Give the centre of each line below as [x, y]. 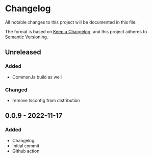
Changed [16, 90]
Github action [26, 151]
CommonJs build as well [37, 77]
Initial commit [26, 146]
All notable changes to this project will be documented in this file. [71, 22]
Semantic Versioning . [26, 37]
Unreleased [23, 52]
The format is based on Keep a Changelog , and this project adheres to [76, 31]
